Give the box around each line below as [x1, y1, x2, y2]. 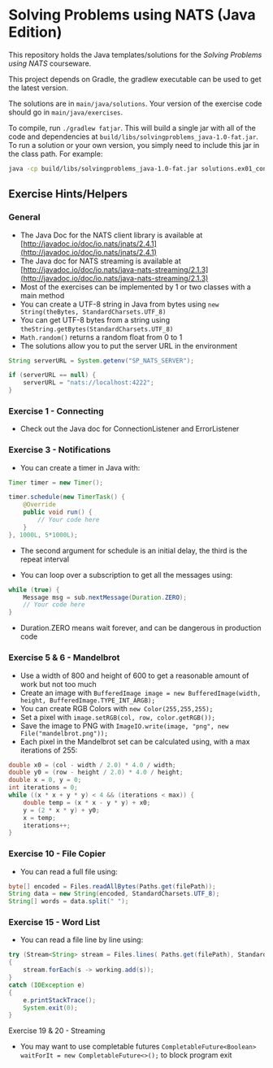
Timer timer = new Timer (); [8, 478, 104, 487]
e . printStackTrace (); [23, 996, 96, 1005]
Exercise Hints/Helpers [8, 187, 128, 201]
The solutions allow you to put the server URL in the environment [19, 341, 238, 350]
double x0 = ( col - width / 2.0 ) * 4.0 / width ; [8, 761, 176, 769]
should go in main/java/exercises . [8, 107, 123, 117]
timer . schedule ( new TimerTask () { [8, 493, 126, 501]
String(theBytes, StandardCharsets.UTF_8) [19, 307, 167, 316]
